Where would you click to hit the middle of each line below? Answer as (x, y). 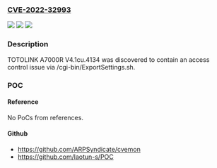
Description (28, 44)
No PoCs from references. (45, 117)
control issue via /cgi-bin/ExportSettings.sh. (71, 67)
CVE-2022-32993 (39, 10)
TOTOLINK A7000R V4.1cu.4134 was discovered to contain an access (108, 59)
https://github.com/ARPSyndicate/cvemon (79, 149)
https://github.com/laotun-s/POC (66, 157)
